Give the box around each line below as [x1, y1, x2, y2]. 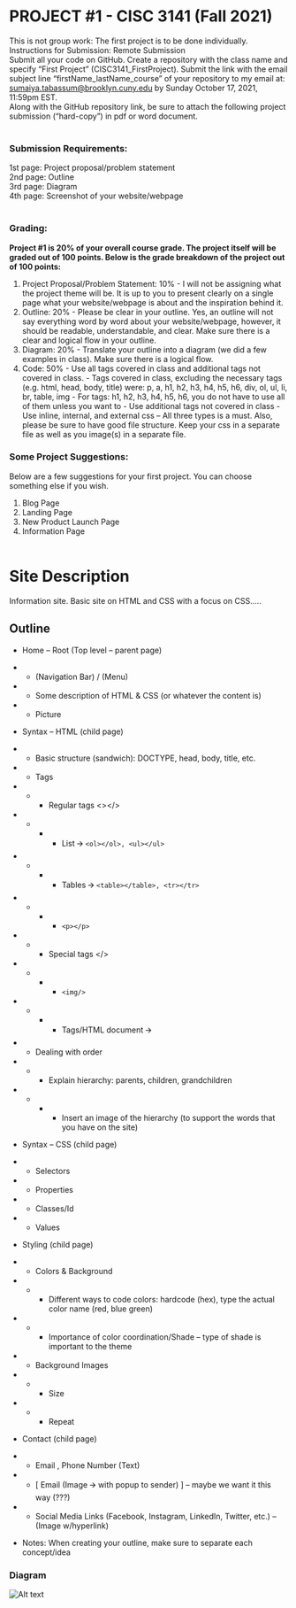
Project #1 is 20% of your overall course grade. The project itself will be [9, 242, 277, 253]
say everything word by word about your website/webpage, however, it [21, 316, 281, 327]
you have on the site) [61, 1122, 139, 1133]
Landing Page [21, 506, 73, 517]
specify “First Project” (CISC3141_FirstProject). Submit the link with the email [9, 64, 288, 74]
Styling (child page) [21, 1239, 94, 1249]
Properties [34, 1184, 73, 1194]
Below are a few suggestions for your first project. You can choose [9, 471, 253, 482]
